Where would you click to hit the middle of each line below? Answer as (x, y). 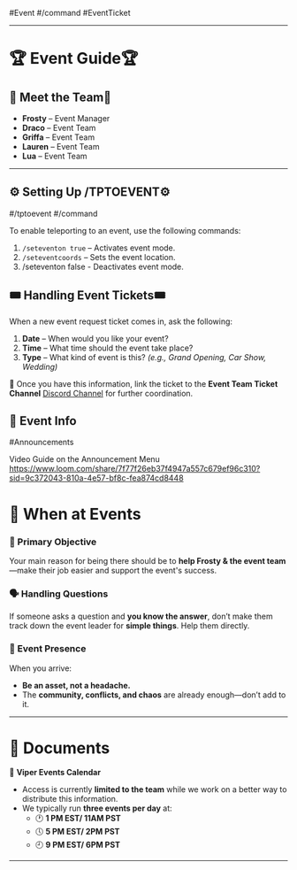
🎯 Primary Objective (53, 542)
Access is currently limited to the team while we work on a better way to (154, 789)
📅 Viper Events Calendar (55, 773)
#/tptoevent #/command (53, 213)
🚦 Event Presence (48, 649)
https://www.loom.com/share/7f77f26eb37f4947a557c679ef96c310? (135, 469)
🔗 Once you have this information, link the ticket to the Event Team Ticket (144, 383)
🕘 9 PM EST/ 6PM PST (78, 845)
